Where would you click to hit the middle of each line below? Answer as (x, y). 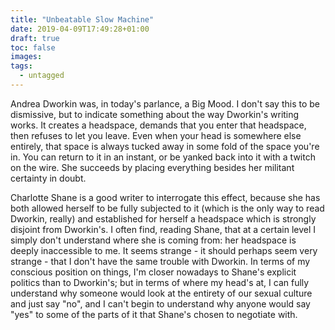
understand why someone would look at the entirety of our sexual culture (161, 293)
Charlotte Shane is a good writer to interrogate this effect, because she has (165, 197)
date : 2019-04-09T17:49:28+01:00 (80, 29)
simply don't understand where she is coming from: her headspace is (153, 240)
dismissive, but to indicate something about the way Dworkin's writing (155, 114)
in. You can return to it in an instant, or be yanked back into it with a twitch (163, 157)
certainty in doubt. (48, 178)
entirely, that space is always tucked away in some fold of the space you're (165, 146)
